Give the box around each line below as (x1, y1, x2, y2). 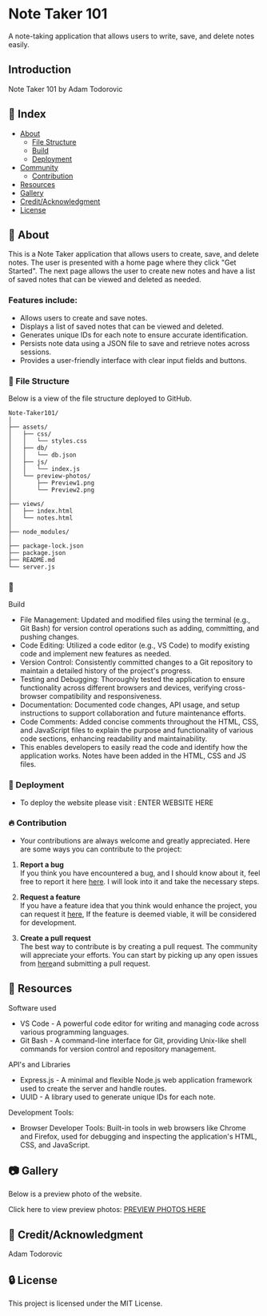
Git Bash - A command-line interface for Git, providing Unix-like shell (19, 1035, 246, 1045)
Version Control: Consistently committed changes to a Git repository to (19, 657, 253, 668)
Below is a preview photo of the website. (8, 1189, 142, 1199)
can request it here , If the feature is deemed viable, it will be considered (19, 909, 257, 919)
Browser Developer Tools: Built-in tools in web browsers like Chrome (19, 1123, 246, 1132)
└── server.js (8, 563, 56, 571)
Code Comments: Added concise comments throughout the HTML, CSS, (19, 717, 259, 727)
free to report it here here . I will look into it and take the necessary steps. (19, 876, 260, 886)
